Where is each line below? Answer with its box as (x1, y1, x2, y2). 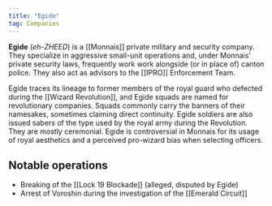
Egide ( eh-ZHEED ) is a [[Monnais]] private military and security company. (8, 41, 255, 51)
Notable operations (8, 158, 108, 172)
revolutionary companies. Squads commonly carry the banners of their (8, 101, 246, 110)
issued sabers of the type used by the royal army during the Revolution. (8, 118, 248, 127)
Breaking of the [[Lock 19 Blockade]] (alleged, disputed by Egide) (19, 180, 239, 190)
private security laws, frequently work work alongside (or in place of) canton (8, 58, 265, 69)
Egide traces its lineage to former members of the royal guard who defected (8, 83, 263, 93)
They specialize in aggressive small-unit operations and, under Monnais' (8, 50, 252, 60)
